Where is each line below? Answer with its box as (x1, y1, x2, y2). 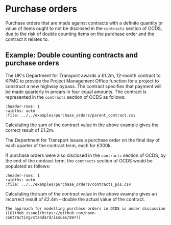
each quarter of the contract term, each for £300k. (5, 142, 112, 148)
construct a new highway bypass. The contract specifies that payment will (5, 83, 162, 89)
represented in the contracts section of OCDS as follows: (5, 94, 126, 100)
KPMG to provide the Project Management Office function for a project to (5, 77, 159, 84)
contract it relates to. (5, 36, 50, 42)
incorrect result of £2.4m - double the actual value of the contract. (5, 196, 145, 202)
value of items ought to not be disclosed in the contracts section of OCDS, (5, 25, 162, 31)
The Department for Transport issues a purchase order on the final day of (5, 137, 160, 143)
